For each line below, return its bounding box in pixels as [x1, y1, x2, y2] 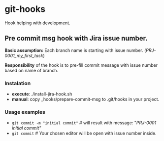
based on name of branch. [4, 67, 59, 73]
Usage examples [4, 108, 45, 115]
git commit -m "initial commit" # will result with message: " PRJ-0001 [11, 120, 157, 126]
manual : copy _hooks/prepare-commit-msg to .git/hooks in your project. [11, 96, 160, 102]
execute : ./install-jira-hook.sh [11, 91, 72, 97]
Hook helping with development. [4, 20, 70, 26]
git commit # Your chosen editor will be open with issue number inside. [11, 130, 157, 137]
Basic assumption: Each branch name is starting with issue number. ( [4, 47, 146, 53]
